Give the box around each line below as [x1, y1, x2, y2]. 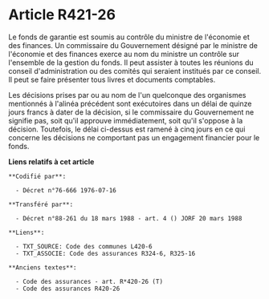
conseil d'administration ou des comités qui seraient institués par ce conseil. [8, 66, 262, 75]
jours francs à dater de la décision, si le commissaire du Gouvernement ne [8, 107, 255, 117]
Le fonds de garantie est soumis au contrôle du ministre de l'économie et [8, 32, 251, 42]
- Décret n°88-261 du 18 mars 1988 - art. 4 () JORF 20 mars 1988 [15, 214, 243, 222]
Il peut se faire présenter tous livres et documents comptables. [8, 75, 216, 84]
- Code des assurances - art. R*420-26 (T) [15, 277, 163, 285]
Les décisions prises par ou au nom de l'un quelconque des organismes [8, 90, 247, 99]
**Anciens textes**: [8, 263, 78, 272]
